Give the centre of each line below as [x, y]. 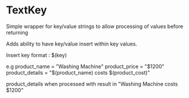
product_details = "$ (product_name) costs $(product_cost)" [78, 72]
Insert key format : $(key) [36, 55]
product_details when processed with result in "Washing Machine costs [92, 84]
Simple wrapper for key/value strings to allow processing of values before [95, 26]
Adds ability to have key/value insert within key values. [72, 44]
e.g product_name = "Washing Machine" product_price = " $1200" [85, 66]
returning [17, 32]
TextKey [27, 10]
